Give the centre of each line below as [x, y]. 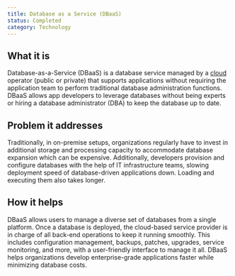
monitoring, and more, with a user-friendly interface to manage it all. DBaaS [117, 250]
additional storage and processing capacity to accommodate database [110, 150]
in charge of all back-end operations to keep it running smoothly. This [109, 234]
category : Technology [39, 27]
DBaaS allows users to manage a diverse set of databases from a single [112, 219]
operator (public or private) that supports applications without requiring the [117, 81]
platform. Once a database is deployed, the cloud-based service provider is [117, 227]
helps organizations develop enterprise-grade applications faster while [111, 257]
